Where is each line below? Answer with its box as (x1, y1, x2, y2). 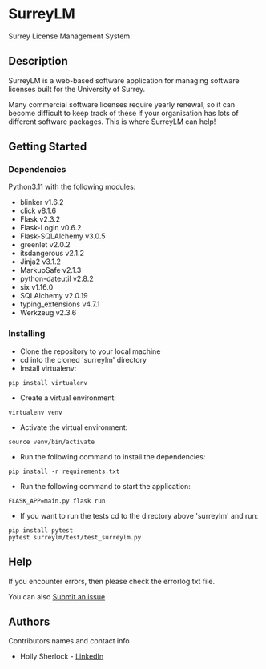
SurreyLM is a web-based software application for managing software (8, 75, 240, 85)
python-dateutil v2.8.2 (19, 274, 94, 284)
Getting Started (8, 140, 87, 154)
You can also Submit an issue (8, 591, 106, 601)
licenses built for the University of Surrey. (8, 84, 146, 94)
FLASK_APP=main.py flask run (8, 497, 106, 505)
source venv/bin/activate (8, 438, 95, 446)
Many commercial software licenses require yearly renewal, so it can (8, 99, 235, 109)
